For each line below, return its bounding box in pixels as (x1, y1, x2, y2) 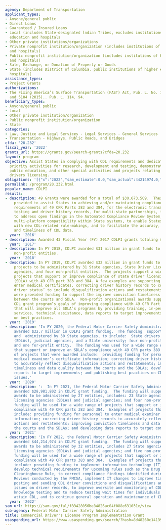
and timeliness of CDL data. (14, 228, 74, 233)
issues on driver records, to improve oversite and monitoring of (14, 485, 154, 490)
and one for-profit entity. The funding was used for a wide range (14, 343, 158, 348)
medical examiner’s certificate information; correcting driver (14, 356, 149, 361)
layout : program (5, 154, 39, 159)
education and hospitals (9, 35, 61, 40)
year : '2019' (9, 320, 37, 325)
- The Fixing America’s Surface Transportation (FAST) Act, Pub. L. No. (5, 90, 158, 95)
